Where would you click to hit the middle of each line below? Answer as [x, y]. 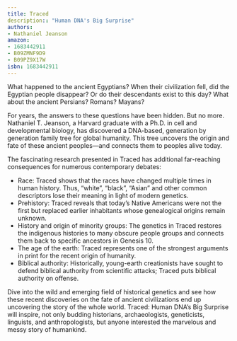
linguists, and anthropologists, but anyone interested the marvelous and [112, 322]
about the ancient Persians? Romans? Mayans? [76, 102]
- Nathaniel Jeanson [38, 34]
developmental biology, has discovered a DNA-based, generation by [107, 130]
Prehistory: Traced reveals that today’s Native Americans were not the [119, 203]
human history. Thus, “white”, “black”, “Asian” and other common [112, 187]
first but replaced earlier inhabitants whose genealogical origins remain [121, 210]
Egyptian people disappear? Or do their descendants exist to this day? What [118, 94]
